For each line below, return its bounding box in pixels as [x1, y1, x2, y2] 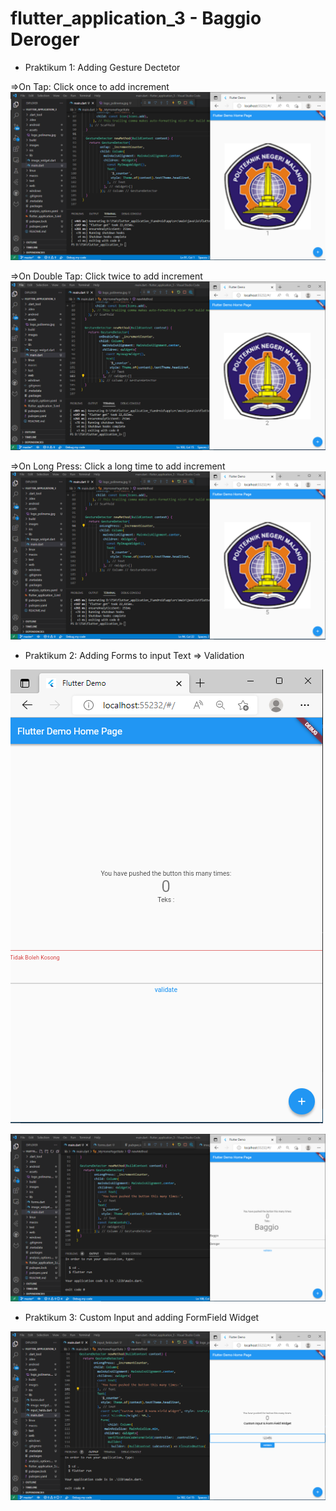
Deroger [10, 28, 80, 51]
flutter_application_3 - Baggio [10, 7, 262, 30]
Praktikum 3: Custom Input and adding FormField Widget [24, 1312, 260, 1324]
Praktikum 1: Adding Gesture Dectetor [24, 61, 181, 73]
